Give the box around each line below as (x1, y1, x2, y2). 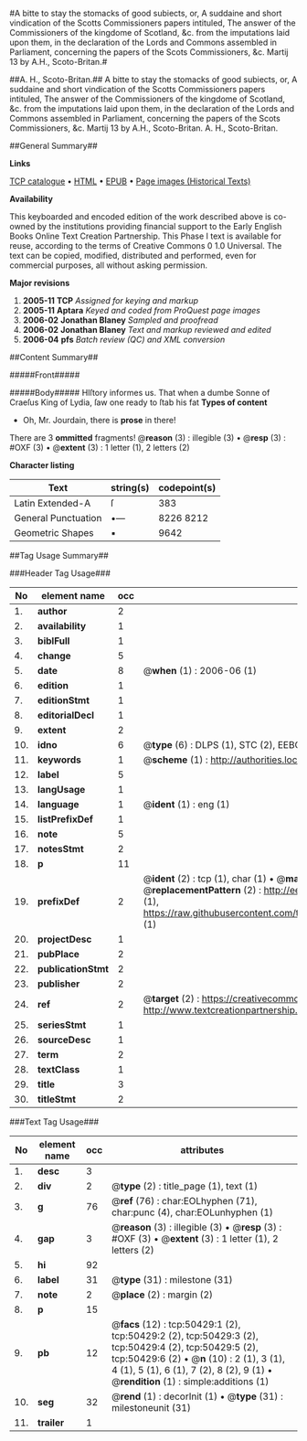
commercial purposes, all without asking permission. (9, 260, 208, 271)
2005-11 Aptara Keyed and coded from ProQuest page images (22, 305, 260, 315)
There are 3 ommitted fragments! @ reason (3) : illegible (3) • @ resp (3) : (9, 432, 286, 443)
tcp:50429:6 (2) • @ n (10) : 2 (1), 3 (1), (111, 1352, 286, 1365)
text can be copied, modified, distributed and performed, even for (9, 251, 258, 261)
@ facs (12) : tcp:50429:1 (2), (111, 1318, 241, 1330)
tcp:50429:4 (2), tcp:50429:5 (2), (111, 1341, 259, 1353)
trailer (37, 1416, 65, 1429)
